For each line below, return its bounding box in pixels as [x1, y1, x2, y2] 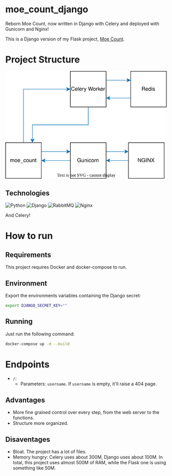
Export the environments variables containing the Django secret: [5, 292, 141, 298]
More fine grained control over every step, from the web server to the [12, 409, 160, 416]
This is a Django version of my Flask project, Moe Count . [5, 36, 125, 42]
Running [5, 317, 33, 326]
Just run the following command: [5, 331, 75, 337]
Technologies [5, 188, 50, 198]
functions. [12, 415, 34, 421]
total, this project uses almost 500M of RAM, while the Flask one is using [12, 460, 166, 466]
